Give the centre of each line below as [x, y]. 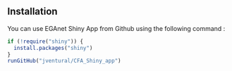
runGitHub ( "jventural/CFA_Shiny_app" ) [64, 61]
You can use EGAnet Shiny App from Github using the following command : [116, 28]
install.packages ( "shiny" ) [53, 48]
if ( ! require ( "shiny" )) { [45, 41]
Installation [32, 12]
